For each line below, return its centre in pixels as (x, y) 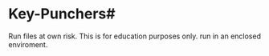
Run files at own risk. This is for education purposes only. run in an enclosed (134, 36)
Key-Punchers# (62, 14)
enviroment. (28, 44)
